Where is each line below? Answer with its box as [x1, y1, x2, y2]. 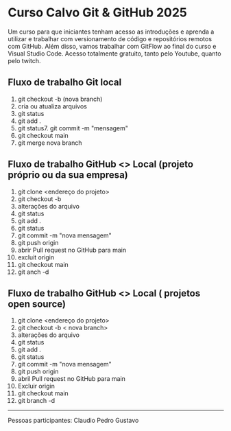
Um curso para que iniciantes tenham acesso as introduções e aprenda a [8, 27, 215, 36]
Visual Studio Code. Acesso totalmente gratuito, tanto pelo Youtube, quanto [8, 49, 221, 58]
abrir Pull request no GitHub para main [17, 246, 126, 254]
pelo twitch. [8, 56, 41, 65]
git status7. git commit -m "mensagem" [17, 124, 129, 132]
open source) [8, 298, 66, 310]
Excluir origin [17, 382, 56, 391]
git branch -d [17, 397, 56, 405]
